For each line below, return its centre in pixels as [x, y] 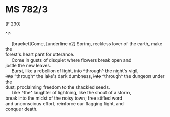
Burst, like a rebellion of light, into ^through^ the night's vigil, [75, 71]
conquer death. [22, 109]
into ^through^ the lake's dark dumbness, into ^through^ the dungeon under [85, 76]
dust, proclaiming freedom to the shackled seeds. [58, 87]
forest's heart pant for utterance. [40, 54]
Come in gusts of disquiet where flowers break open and [71, 60]
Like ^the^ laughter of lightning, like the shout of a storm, [71, 92]
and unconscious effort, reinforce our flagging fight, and [65, 103]
